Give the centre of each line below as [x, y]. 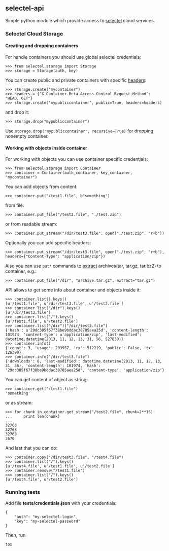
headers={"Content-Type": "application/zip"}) [55, 256]
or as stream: [19, 403]
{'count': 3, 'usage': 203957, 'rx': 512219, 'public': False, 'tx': [80, 348]
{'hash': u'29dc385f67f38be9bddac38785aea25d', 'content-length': [77, 330]
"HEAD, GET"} [19, 98]
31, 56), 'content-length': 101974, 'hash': [53, 366]
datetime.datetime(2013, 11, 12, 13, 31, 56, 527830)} [64, 339]
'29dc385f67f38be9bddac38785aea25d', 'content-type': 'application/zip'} [85, 370]
